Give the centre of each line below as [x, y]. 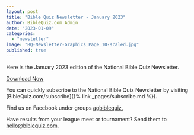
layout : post [22, 12]
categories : [21, 34]
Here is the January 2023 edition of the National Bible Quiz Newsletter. [93, 67]
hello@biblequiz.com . [33, 126]
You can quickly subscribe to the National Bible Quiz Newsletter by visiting [97, 90]
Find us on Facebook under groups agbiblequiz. [65, 108]
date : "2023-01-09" [30, 28]
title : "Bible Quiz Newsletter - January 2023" [66, 17]
